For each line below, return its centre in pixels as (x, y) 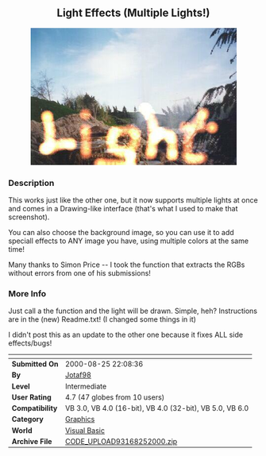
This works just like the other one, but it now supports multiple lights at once (133, 200)
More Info (27, 294)
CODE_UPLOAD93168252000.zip (121, 441)
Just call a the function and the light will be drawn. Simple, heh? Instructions (133, 311)
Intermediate (86, 386)
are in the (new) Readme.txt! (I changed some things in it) (102, 319)
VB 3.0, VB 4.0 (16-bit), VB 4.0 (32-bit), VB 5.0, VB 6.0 (157, 408)
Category (27, 419)
